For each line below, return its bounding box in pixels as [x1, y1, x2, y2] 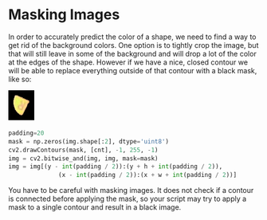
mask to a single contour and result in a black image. [8, 202, 182, 212]
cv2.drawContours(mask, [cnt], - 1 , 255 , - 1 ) [8, 146, 159, 154]
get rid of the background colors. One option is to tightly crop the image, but [8, 40, 259, 49]
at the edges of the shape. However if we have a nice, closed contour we [8, 57, 249, 67]
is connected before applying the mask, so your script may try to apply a [8, 194, 247, 204]
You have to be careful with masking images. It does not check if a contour [8, 186, 254, 195]
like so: [8, 74, 32, 84]
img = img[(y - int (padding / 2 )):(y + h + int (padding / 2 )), [8, 163, 223, 171]
